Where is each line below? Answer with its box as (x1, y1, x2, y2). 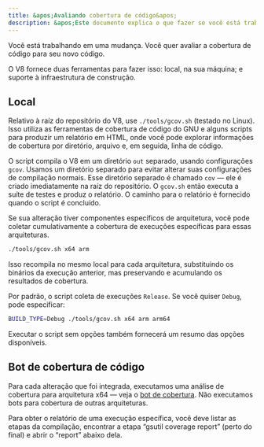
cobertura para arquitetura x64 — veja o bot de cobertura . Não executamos (8, 390, 254, 399)
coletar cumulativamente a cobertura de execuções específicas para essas (8, 222, 251, 231)
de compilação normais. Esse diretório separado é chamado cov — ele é (8, 173, 242, 183)
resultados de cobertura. (8, 276, 89, 286)
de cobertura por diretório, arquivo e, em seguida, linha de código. (8, 141, 224, 150)
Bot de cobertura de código (8, 360, 145, 374)
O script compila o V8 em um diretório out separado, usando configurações (8, 157, 253, 166)
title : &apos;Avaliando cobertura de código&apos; (8, 11, 178, 20)
